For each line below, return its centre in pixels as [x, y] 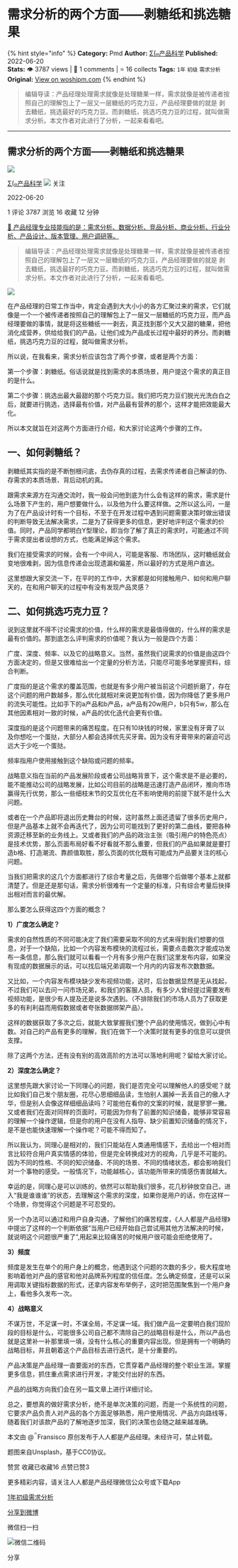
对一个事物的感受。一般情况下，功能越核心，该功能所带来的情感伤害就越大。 [119, 1171]
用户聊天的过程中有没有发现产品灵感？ [94, 587]
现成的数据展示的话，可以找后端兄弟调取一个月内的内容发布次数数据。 [115, 966]
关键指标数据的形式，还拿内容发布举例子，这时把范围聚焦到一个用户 [125, 1285]
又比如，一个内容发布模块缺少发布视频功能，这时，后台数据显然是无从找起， [119, 981]
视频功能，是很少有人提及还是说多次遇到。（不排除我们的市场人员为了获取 [114, 999]
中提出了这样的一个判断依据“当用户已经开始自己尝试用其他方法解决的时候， [118, 1228]
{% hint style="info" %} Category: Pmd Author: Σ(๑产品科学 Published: [113, 53]
